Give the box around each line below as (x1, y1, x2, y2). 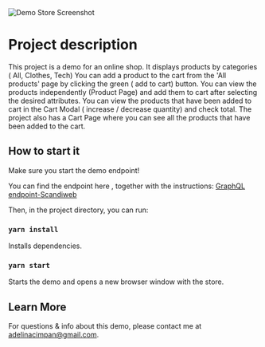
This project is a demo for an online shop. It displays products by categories (8, 61, 258, 71)
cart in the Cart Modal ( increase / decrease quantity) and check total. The (8, 104, 252, 114)
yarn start (8, 261, 50, 270)
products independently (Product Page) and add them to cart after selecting (8, 87, 258, 97)
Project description (8, 36, 138, 54)
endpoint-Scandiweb (8, 189, 77, 199)
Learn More (8, 300, 67, 313)
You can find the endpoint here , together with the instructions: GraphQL (8, 181, 245, 191)
